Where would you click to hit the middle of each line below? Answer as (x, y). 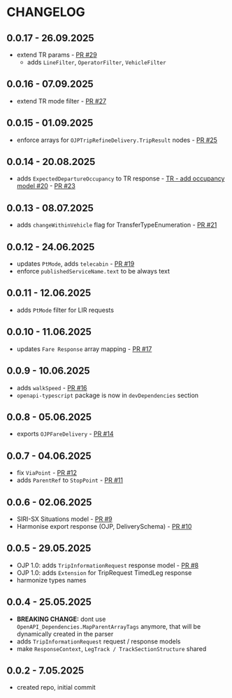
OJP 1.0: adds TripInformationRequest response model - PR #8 (108, 565)
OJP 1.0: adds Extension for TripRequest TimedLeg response (104, 572)
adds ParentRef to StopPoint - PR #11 (70, 480)
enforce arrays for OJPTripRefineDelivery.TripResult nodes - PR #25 (117, 140)
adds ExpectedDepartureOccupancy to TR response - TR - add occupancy (121, 178)
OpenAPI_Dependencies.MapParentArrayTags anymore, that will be (109, 626)
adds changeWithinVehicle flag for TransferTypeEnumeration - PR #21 (117, 225)
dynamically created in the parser (65, 634)
